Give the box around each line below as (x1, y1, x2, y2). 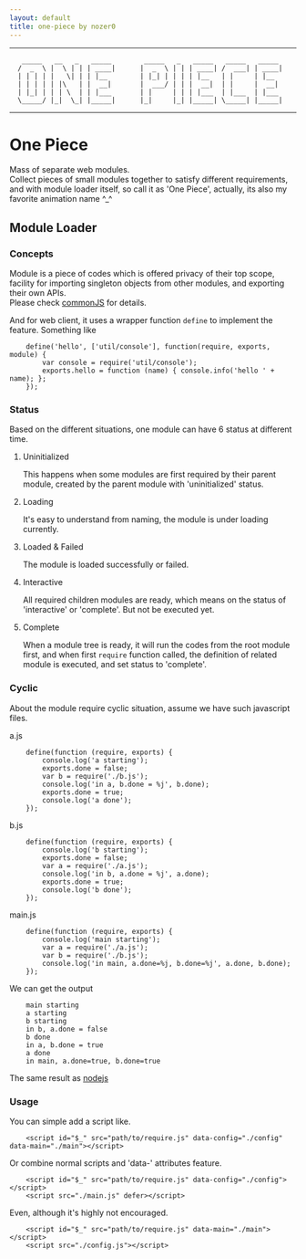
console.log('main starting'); (42, 935, 161, 944)
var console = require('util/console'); (42, 358, 198, 368)
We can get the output (9, 982, 94, 993)
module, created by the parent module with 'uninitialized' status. (22, 478, 264, 489)
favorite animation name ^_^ (9, 194, 113, 205)
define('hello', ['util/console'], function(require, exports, (25, 342, 271, 351)
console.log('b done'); (42, 885, 132, 895)
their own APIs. (9, 288, 66, 299)
